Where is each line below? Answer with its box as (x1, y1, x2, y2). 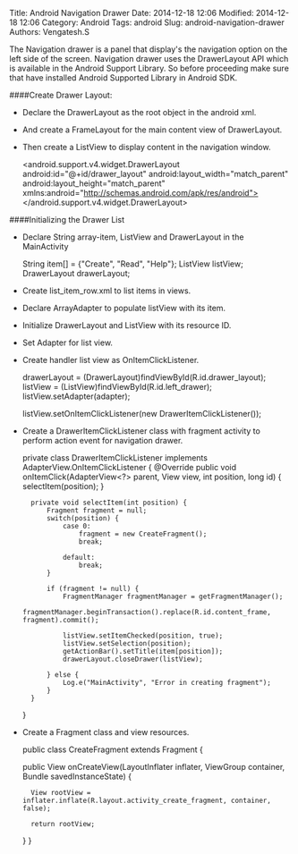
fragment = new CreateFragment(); (79, 529, 208, 538)
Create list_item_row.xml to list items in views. (21, 285, 192, 296)
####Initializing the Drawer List (9, 215, 125, 224)
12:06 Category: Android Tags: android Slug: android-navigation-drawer (19, 17, 285, 28)
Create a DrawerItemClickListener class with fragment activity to (21, 426, 261, 436)
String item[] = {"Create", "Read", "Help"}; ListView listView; (21, 258, 243, 269)
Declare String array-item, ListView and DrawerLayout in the (21, 232, 244, 242)
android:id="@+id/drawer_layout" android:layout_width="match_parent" (21, 169, 289, 179)
